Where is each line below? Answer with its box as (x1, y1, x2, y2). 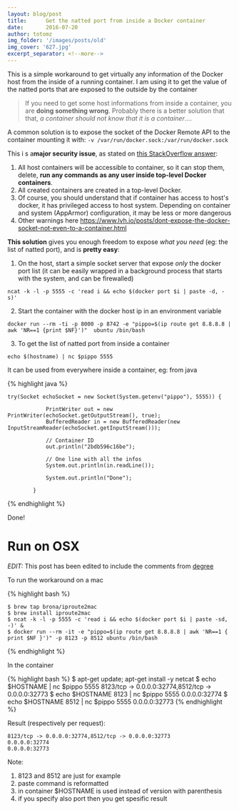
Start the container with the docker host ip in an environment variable (17, 306, 222, 315)
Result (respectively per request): (7, 719, 106, 727)
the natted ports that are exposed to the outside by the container (7, 85, 198, 93)
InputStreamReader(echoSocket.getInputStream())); (7, 424, 161, 432)
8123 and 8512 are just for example (17, 771, 121, 780)
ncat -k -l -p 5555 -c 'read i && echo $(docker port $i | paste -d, (7, 288, 219, 295)
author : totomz (7, 30, 53, 38)
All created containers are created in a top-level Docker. (17, 186, 183, 194)
